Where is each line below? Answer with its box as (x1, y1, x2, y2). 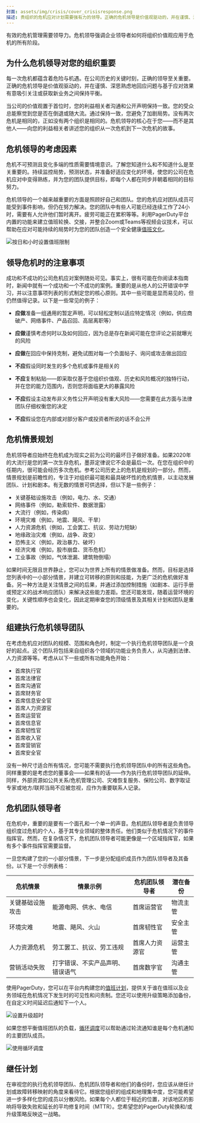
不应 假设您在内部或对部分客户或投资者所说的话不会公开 (14, 415, 151, 422)
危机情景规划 (6, 435, 54, 445)
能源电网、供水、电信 (52, 903, 112, 911)
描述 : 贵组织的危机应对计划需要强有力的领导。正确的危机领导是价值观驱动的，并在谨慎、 (6, 14, 193, 20)
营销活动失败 (9, 963, 46, 972)
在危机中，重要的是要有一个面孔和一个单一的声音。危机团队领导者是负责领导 (6, 820, 194, 827)
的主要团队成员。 (6, 1032, 48, 1039)
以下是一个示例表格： (16, 863, 69, 870)
